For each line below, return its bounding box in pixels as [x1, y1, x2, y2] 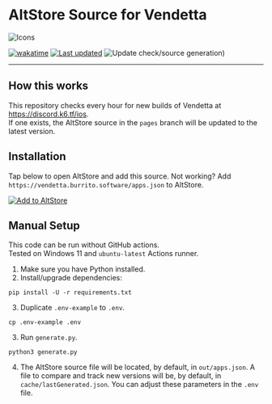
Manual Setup [8, 218, 81, 232]
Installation [8, 149, 66, 163]
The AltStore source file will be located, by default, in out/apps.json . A [19, 362, 255, 372]
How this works [8, 79, 89, 93]
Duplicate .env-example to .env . [19, 303, 125, 313]
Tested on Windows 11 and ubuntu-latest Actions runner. [8, 249, 199, 259]
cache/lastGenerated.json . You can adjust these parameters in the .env [19, 380, 259, 389]
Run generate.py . [19, 333, 79, 343]
